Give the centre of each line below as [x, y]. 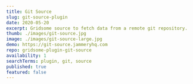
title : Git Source [29, 12]
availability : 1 [26, 56]
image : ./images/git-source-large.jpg [54, 39]
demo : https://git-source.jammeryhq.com [57, 45]
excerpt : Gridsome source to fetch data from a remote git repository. [97, 28]
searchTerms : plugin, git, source [49, 61]
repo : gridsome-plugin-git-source [49, 50]
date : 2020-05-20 [28, 22]
